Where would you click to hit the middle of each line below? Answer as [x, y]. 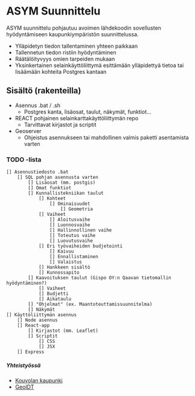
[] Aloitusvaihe [70, 220]
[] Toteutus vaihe [72, 236]
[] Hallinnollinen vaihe [81, 230]
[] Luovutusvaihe [71, 241]
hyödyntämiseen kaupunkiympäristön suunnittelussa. [72, 34]
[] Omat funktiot [50, 188]
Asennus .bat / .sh [37, 105]
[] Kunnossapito [59, 273]
